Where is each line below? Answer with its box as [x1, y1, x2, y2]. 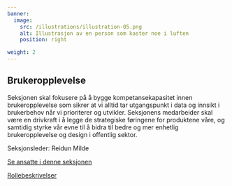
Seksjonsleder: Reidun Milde [7, 144, 89, 152]
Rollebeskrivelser [7, 171, 57, 179]
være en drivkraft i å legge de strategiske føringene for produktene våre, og [7, 115, 225, 124]
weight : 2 [7, 49, 36, 56]
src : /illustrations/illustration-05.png [20, 23, 142, 30]
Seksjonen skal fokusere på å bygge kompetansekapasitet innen [7, 93, 193, 101]
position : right [20, 36, 68, 43]
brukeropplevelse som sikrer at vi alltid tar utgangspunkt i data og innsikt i [7, 101, 220, 109]
